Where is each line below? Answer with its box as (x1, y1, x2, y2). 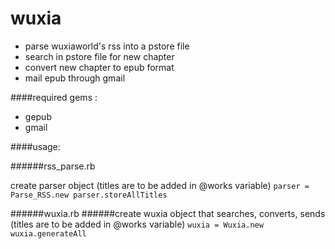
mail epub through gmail (24, 72, 126, 84)
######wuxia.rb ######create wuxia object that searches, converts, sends (10, 207, 326, 219)
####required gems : (10, 91, 98, 103)
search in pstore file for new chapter (24, 50, 175, 62)
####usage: (10, 140, 61, 152)
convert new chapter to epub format (24, 61, 175, 73)
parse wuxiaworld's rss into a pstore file (24, 40, 190, 52)
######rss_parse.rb (10, 160, 96, 172)
